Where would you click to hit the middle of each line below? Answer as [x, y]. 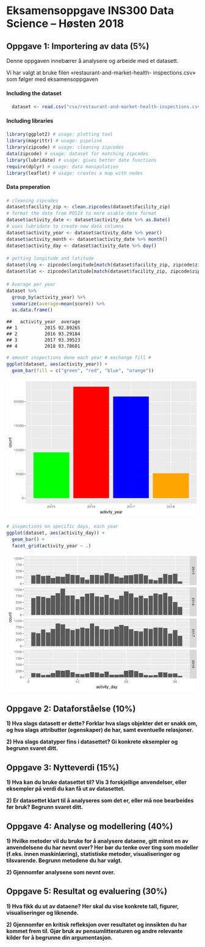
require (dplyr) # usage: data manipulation [63, 166]
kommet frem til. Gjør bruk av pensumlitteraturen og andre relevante [95, 931]
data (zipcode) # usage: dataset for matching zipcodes [77, 153]
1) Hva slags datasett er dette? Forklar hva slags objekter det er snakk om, [102, 723]
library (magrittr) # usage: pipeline [54, 141]
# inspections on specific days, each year [63, 526]
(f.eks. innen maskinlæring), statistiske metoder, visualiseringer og [93, 854]
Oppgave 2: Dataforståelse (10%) [71, 708]
